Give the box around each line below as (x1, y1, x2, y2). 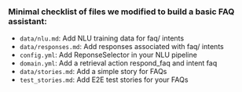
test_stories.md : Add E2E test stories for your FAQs (19, 75, 189, 84)
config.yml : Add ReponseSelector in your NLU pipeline (19, 50, 198, 60)
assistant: (8, 16, 47, 27)
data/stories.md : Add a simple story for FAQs (19, 67, 167, 76)
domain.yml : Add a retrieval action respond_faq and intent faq (19, 58, 218, 68)
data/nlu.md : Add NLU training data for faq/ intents (19, 34, 185, 43)
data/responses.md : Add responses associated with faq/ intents (19, 42, 224, 51)
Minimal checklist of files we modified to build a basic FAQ (8, 6, 235, 17)
